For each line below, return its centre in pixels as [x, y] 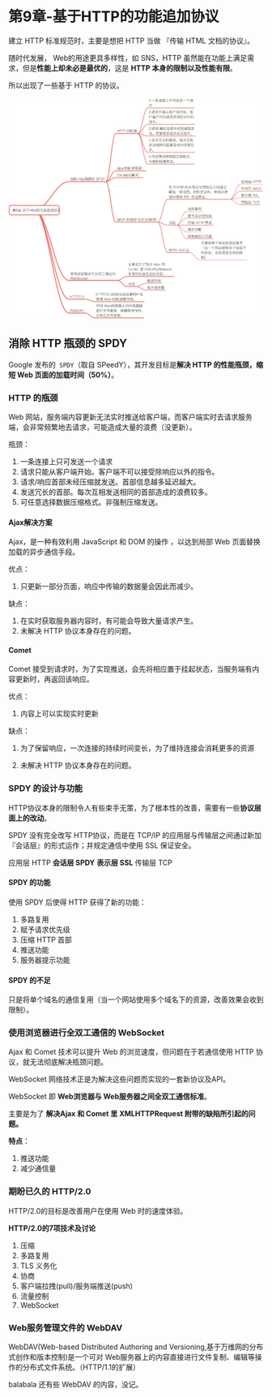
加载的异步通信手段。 [44, 552]
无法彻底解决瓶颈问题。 [68, 1062]
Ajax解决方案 [30, 522]
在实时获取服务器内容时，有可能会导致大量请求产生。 [109, 621]
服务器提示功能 [45, 960]
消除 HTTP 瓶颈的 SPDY [68, 344]
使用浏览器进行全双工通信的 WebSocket [86, 1033]
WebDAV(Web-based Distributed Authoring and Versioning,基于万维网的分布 [136, 1347]
